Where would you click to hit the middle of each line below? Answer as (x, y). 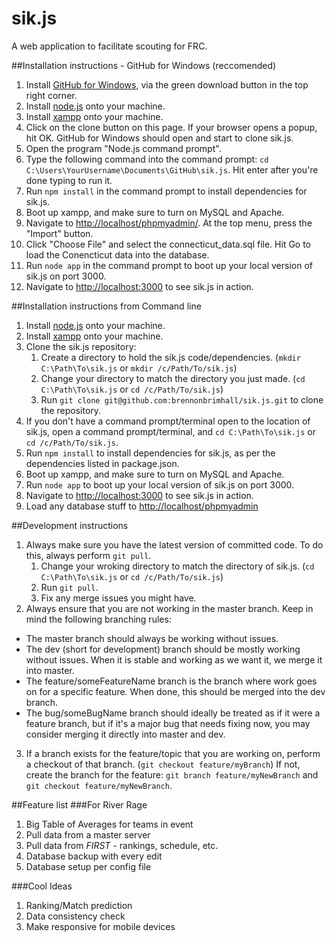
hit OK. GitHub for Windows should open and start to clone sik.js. (159, 138)
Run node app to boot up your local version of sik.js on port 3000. (160, 484)
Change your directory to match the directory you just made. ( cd (173, 378)
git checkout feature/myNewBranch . (99, 785)
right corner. (51, 95)
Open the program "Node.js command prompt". (123, 148)
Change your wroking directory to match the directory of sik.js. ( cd (177, 566)
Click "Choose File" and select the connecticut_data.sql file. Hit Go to (168, 244)
